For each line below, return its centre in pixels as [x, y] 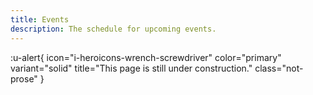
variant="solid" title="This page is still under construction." [131, 68]
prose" [24, 78]
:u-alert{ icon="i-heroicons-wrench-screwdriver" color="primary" [146, 57]
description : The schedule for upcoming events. [113, 29]
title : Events [40, 19]
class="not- [279, 68]
